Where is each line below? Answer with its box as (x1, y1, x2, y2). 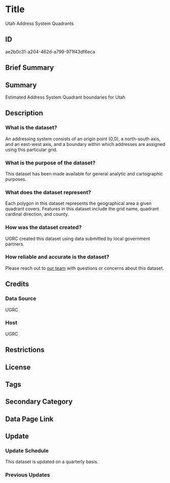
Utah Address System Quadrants (5, 20, 74, 26)
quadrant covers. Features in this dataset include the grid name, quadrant (5, 206, 159, 212)
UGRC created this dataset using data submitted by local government (5, 235, 150, 242)
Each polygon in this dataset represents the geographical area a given (5, 200, 152, 206)
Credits (5, 280, 29, 288)
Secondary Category (5, 398, 73, 406)
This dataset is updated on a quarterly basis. (5, 459, 98, 465)
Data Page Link (5, 414, 54, 423)
